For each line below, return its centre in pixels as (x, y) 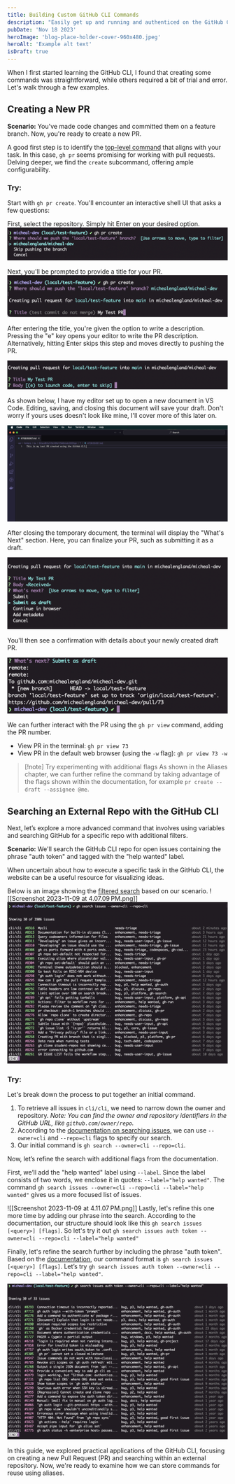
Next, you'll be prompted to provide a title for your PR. (85, 271)
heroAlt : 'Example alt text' (50, 44)
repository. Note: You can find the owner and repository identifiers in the (122, 1116)
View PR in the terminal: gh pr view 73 (73, 746)
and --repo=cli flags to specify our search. (110, 1138)
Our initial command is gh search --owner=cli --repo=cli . (101, 1145)
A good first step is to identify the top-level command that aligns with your (114, 147)
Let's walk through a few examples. (58, 87)
